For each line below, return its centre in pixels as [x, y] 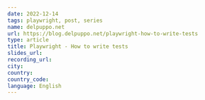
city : [15, 66]
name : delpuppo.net [36, 27]
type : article [28, 40]
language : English [34, 86]
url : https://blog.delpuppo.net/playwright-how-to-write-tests [103, 33]
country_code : [28, 79]
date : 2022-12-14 [33, 14]
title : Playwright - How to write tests [68, 46]
